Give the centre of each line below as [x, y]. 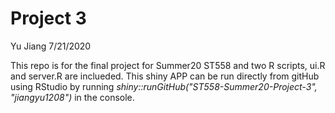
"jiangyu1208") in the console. [72, 97]
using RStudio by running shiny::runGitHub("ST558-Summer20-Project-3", [164, 86]
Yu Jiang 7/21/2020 [51, 46]
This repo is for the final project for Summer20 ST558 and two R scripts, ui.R [168, 65]
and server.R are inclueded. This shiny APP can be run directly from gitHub [165, 76]
